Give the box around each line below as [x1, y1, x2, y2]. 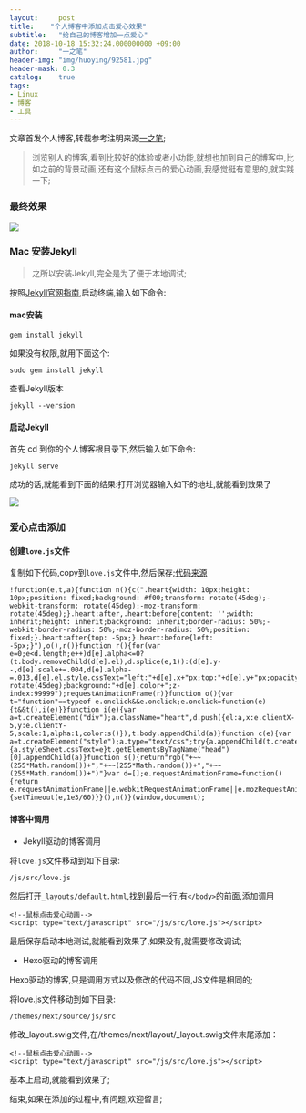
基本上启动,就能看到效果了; [9, 1074, 111, 1085]
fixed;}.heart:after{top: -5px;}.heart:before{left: [9, 633, 214, 643]
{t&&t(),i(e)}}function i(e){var [9, 705, 137, 714]
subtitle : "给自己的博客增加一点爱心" [9, 30, 148, 39]
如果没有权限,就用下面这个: [9, 348, 111, 359]
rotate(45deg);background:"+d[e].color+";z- [9, 681, 181, 691]
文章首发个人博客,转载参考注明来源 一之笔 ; [9, 133, 167, 144]
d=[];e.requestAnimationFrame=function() [123, 769, 283, 778]
